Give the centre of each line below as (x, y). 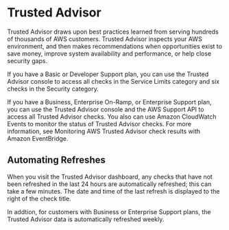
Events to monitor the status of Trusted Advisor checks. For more (99, 124)
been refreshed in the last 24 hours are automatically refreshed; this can (109, 184)
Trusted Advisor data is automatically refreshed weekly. (86, 219)
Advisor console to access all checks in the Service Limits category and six (113, 81)
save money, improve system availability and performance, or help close (109, 54)
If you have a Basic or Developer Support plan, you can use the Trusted (108, 74)
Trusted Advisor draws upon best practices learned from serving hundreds (113, 32)
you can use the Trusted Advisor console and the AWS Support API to (106, 109)
